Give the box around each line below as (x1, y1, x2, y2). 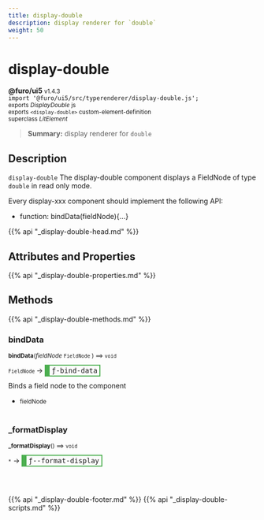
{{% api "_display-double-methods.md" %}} (8, 314, 151, 324)
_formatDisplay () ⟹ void (8, 442, 78, 450)
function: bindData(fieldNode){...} (19, 212, 128, 221)
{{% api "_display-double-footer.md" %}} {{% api (8, 495, 168, 504)
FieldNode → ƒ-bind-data (8, 366, 98, 375)
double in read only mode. (8, 181, 92, 191)
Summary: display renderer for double (27, 129, 152, 139)
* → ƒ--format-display (8, 456, 100, 466)
